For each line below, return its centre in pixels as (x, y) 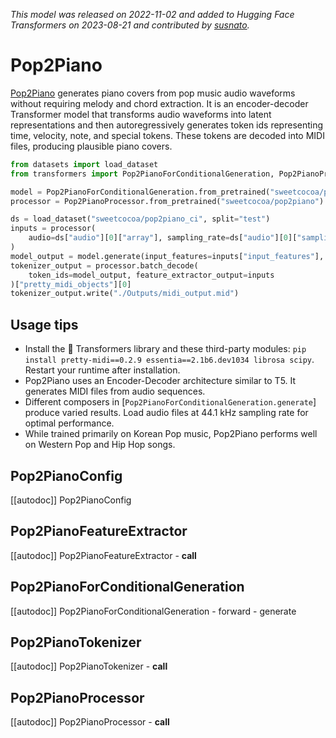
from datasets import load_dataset (84, 164)
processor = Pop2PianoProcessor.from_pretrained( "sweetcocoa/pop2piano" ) (167, 201)
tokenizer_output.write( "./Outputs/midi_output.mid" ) (125, 294)
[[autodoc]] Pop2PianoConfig (71, 500)
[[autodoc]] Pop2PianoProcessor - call (90, 722)
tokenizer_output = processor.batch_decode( (104, 265)
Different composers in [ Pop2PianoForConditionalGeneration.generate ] (170, 402)
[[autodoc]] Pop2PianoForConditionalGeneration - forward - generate (153, 611)
